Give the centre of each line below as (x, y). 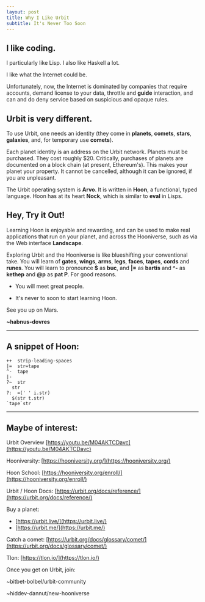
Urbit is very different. (49, 119)
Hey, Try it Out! (36, 215)
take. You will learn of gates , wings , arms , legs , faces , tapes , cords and (98, 261)
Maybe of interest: (42, 428)
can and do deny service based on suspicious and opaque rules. (88, 100)
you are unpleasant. (31, 178)
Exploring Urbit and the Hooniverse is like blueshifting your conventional (97, 255)
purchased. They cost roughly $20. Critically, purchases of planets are (95, 158)
